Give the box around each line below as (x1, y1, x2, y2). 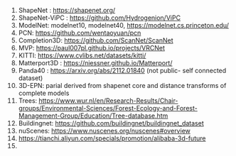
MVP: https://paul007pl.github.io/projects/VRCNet (18, 44, 166, 52)
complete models (18, 89, 70, 97)
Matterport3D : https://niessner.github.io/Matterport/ (18, 59, 173, 67)
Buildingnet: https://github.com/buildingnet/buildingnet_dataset (18, 119, 205, 127)
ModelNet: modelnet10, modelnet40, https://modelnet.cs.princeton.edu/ (18, 21, 230, 29)
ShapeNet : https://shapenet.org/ (18, 6, 116, 14)
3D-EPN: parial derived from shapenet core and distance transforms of (18, 82, 227, 89)
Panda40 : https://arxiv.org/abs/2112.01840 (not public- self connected (18, 67, 227, 74)
